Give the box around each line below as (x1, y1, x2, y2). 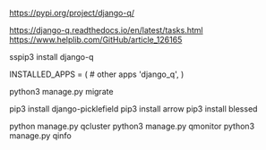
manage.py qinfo (9, 130, 72, 141)
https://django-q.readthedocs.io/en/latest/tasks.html (9, 25, 203, 35)
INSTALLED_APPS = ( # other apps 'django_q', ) (9, 69, 184, 79)
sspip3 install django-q (9, 52, 94, 62)
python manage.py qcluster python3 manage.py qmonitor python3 (9, 121, 255, 131)
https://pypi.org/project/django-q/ (9, 8, 135, 18)
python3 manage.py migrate (9, 87, 114, 96)
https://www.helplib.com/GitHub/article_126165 (9, 35, 183, 45)
